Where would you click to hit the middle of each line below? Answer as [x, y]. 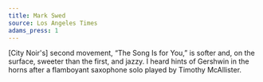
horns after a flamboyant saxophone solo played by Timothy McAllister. [125, 70]
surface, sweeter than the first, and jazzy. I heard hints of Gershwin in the [129, 61]
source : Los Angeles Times [53, 23]
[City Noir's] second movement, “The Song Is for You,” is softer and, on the [131, 53]
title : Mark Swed [37, 16]
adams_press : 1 [33, 30]
